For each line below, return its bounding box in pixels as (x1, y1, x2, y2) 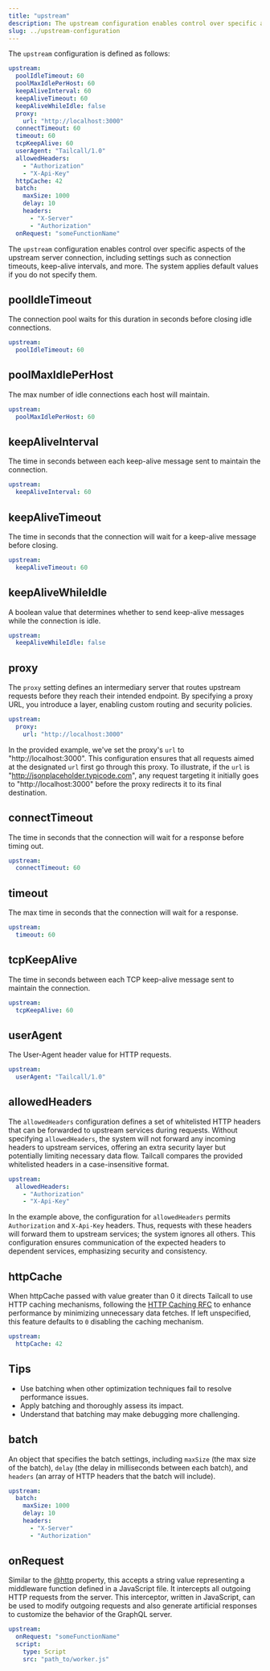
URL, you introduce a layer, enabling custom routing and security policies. (8, 700, 253, 709)
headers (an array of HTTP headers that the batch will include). (8, 1471, 215, 1481)
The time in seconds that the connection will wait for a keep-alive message (8, 532, 257, 541)
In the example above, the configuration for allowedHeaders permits (8, 1212, 231, 1222)
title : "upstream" (8, 11, 70, 20)
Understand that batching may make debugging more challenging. (19, 1409, 240, 1419)
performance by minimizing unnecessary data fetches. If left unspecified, (8, 1308, 252, 1318)
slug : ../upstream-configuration (8, 27, 121, 35)
